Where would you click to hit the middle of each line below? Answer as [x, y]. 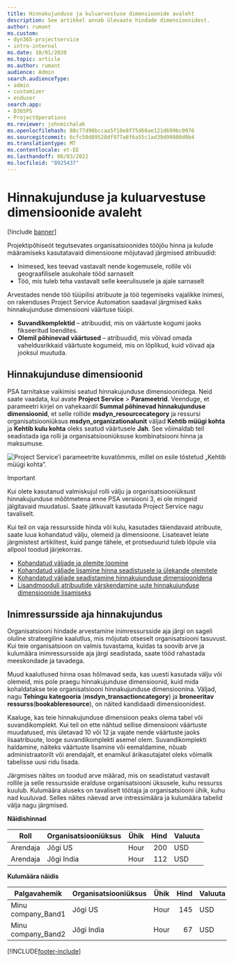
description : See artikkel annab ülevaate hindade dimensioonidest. [109, 20]
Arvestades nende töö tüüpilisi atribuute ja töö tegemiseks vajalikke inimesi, [116, 295]
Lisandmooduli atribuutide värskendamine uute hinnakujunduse [108, 585]
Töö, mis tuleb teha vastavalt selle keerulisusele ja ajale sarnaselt [111, 281]
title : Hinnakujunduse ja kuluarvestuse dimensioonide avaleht [101, 14]
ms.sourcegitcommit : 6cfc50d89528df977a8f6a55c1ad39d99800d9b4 [101, 137]
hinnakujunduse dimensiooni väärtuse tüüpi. [71, 309]
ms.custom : [23, 33]
